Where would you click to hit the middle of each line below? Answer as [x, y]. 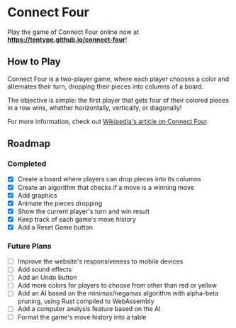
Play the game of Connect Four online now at [73, 32]
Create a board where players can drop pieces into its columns [109, 179]
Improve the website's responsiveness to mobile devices [100, 261]
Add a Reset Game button [55, 227]
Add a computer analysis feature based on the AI [89, 309]
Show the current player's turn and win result [84, 211]
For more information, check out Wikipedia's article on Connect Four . [108, 121]
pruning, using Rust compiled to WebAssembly [86, 301]
